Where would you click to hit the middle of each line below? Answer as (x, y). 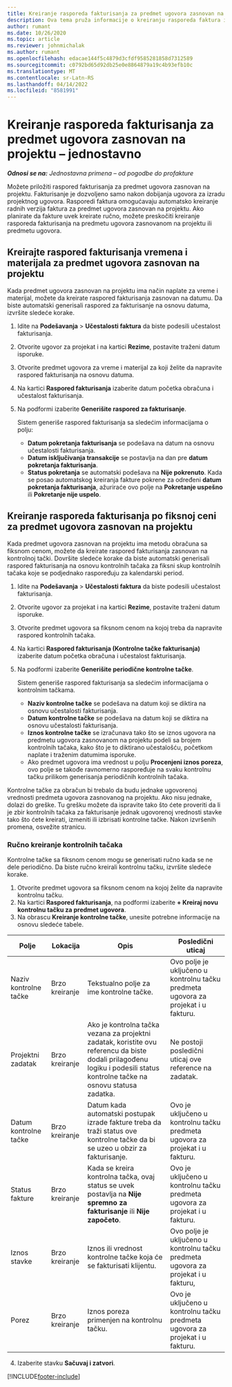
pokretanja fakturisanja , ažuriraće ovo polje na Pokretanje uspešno (125, 487)
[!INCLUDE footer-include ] (44, 1376)
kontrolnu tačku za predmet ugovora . (71, 910)
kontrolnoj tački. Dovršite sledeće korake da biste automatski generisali (108, 558)
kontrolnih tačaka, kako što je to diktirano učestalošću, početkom (120, 747)
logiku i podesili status (124, 1068)
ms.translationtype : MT (41, 71)
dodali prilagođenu (118, 1059)
